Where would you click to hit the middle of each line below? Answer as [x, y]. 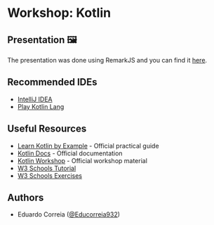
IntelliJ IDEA [35, 99]
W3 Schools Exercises [50, 175]
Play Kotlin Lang [41, 106]
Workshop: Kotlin [59, 13]
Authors [26, 198]
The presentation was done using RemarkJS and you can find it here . [107, 60]
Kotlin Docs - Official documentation [70, 153]
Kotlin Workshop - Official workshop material [82, 160]
